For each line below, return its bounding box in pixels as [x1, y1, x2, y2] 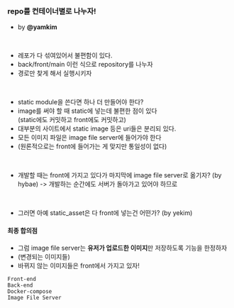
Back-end [7, 282, 33, 289]
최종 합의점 [7, 226, 38, 235]
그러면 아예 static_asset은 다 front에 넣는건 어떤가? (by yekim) [17, 209, 193, 217]
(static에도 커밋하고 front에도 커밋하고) [17, 116, 126, 124]
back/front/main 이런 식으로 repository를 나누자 [17, 60, 154, 69]
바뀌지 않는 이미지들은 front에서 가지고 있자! [17, 261, 140, 270]
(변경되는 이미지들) [17, 252, 70, 260]
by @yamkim [17, 23, 58, 31]
